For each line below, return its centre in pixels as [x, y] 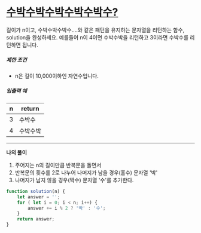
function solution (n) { [36, 191]
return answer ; [36, 219]
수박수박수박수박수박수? [62, 12]
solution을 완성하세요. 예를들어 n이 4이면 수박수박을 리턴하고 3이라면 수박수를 [98, 37]
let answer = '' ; [39, 197]
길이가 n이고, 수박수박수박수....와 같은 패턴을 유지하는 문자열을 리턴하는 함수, [95, 30]
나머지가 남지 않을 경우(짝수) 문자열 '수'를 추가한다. [74, 180]
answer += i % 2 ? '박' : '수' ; [67, 208]
